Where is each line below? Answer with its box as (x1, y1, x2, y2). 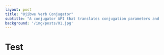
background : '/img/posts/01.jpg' (5, 20, 74, 26)
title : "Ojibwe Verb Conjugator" (5, 12, 74, 17)
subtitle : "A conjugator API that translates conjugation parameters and (5, 16, 160, 21)
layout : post (5, 7, 32, 12)
